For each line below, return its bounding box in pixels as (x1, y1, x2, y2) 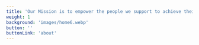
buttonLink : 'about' (6, 30, 57, 36)
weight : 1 (6, 14, 31, 20)
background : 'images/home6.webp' (6, 19, 89, 25)
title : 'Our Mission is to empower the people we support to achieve (6, 8, 182, 15)
